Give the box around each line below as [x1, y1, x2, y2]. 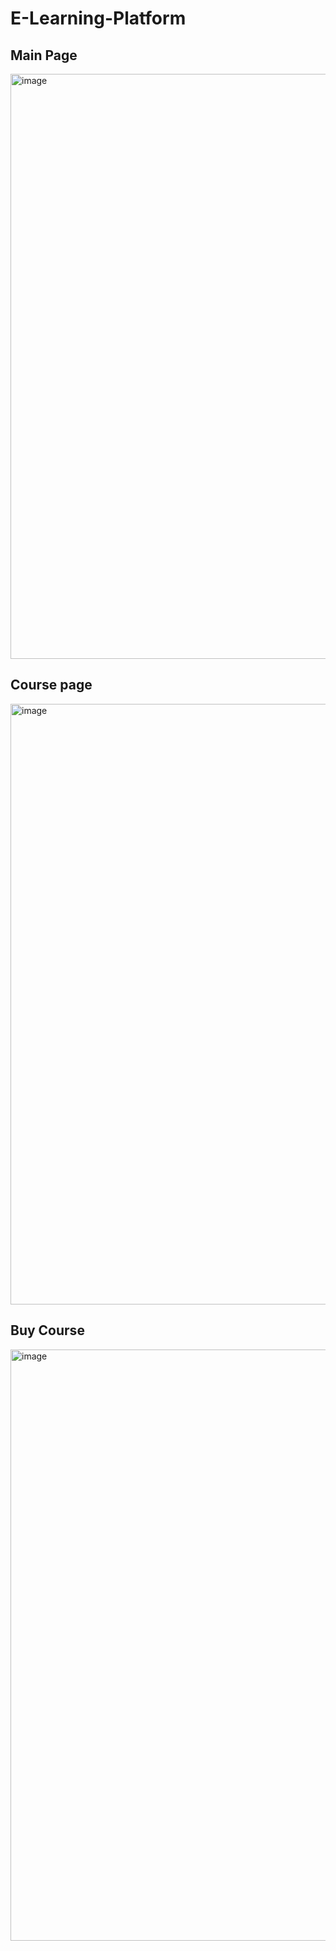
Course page [10, 677, 93, 694]
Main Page [10, 47, 78, 64]
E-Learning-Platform [10, 7, 187, 30]
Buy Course [10, 1322, 85, 1339]
